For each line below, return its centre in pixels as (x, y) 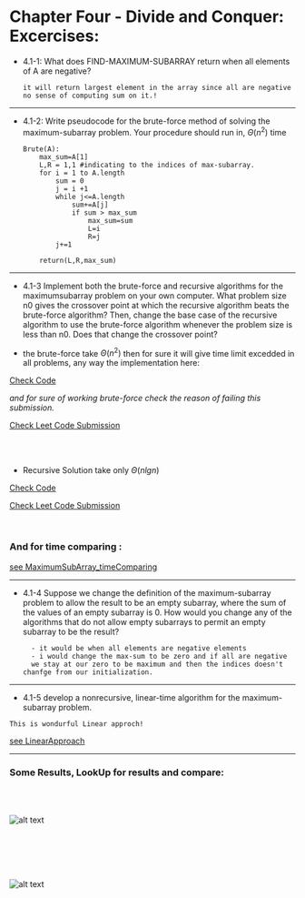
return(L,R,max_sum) (78, 260)
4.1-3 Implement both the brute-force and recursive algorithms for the (153, 286)
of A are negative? (57, 71)
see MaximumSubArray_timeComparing (84, 567)
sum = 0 (70, 181)
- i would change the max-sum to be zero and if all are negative (159, 656)
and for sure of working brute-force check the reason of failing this (135, 399)
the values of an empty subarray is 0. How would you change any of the (157, 612)
